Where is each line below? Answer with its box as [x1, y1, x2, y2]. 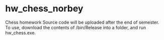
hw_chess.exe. [5, 30, 36, 36]
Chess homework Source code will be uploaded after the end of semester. [5, 19, 159, 25]
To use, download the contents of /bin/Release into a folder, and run [5, 24, 146, 30]
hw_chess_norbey [5, 3, 84, 14]
